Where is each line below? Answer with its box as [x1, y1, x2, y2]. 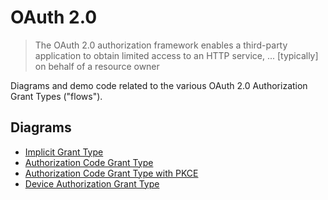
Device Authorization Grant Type [24, 177, 160, 190]
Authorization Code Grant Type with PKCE [24, 167, 199, 179]
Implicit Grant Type [24, 146, 104, 158]
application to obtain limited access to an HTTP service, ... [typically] [34, 49, 319, 61]
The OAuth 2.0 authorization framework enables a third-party [34, 39, 288, 51]
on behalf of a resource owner [34, 60, 160, 72]
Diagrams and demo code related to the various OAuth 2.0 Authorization [10, 79, 308, 91]
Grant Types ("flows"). [10, 90, 103, 102]
